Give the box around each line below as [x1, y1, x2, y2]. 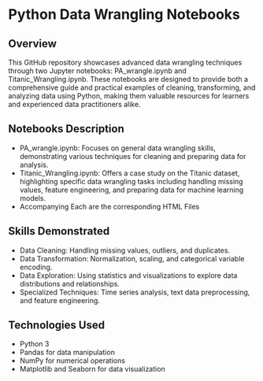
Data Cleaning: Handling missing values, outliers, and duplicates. [19, 246, 231, 255]
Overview [8, 37, 57, 50]
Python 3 [19, 339, 50, 349]
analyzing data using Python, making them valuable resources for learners [8, 91, 250, 100]
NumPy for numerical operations [19, 356, 126, 365]
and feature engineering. [19, 295, 101, 305]
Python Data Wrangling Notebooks [8, 6, 240, 24]
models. [19, 193, 46, 202]
